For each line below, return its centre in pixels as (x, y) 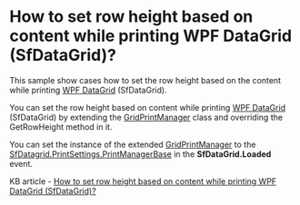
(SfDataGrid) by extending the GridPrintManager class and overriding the (146, 117)
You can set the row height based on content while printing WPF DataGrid (148, 107)
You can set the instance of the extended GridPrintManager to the (133, 144)
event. (21, 163)
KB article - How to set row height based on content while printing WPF (143, 181)
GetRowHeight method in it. (61, 127)
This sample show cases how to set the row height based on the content (145, 80)
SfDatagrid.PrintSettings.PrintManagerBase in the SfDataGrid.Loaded (140, 154)
